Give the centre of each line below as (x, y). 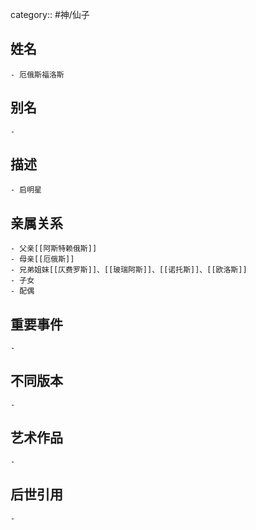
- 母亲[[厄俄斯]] (42, 259)
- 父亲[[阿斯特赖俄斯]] (54, 249)
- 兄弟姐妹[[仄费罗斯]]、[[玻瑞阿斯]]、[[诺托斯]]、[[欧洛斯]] (129, 270)
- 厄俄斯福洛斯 (37, 74)
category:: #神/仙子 (50, 14)
